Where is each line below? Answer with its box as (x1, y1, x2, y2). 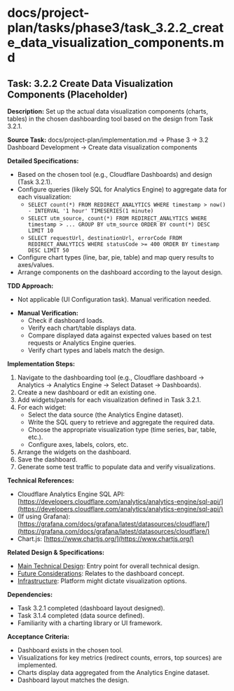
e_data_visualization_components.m (7, 35, 224, 51)
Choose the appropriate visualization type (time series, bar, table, (27, 426, 217, 434)
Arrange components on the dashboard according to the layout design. (17, 268, 223, 276)
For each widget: (17, 403, 67, 411)
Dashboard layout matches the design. (17, 676, 130, 684)
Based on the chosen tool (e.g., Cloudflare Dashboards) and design (17, 170, 212, 178)
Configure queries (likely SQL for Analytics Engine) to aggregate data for (17, 185, 228, 194)
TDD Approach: (7, 282, 54, 290)
